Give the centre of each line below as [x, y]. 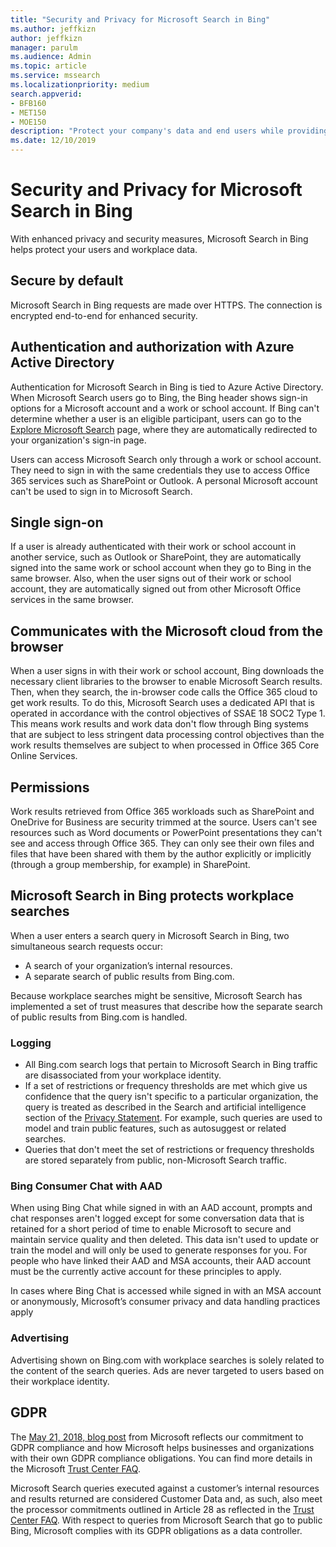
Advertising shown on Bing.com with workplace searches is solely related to [167, 1360]
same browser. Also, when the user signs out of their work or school [151, 578]
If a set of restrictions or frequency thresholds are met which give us [166, 1086]
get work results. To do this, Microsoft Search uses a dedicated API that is [162, 703]
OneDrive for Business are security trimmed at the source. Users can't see [164, 822]
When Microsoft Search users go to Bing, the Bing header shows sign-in [159, 397]
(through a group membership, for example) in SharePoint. [130, 864]
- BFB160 [28, 103]
